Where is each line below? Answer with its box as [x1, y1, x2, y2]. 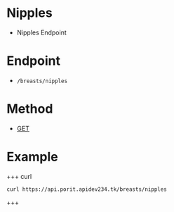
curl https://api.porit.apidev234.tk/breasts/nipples [6, 185, 168, 193]
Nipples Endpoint [16, 28, 67, 37]
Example [6, 149, 58, 165]
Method [6, 101, 53, 117]
